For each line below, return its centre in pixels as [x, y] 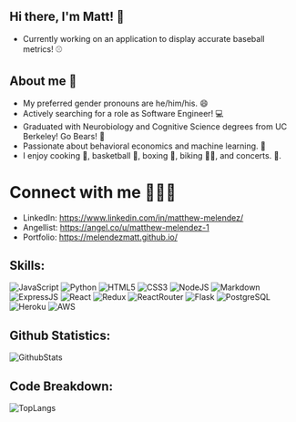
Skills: [27, 265]
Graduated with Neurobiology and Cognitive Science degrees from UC [155, 126]
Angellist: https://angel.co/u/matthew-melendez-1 [116, 227]
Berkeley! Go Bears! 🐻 [64, 136]
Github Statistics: [60, 335]
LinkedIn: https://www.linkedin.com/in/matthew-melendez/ [133, 217]
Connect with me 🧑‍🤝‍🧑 [93, 192]
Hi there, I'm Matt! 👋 [67, 17]
